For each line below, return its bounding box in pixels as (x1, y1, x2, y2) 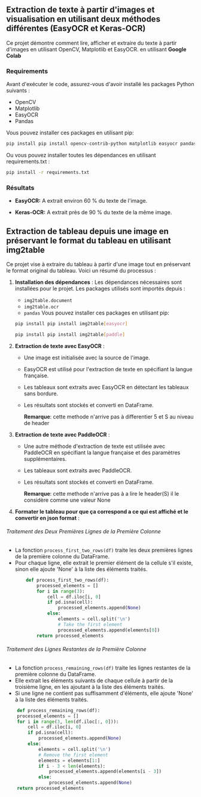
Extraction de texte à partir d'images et (6, 5, 155, 15)
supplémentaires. (23, 455, 67, 462)
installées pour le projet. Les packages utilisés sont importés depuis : (14, 285, 185, 292)
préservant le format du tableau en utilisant (6, 236, 172, 246)
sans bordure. (23, 390, 59, 397)
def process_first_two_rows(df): (26, 577, 109, 583)
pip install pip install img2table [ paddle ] (14, 331, 126, 337)
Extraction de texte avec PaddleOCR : (14, 430, 110, 438)
